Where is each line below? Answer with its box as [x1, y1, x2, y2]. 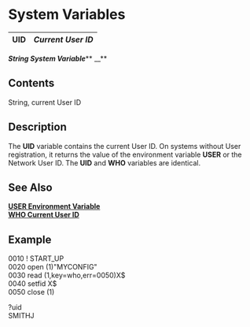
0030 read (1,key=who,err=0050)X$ [8, 270, 126, 281]
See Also [8, 180, 53, 194]
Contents [8, 76, 55, 90]
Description [8, 121, 67, 134]
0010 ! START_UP [8, 254, 64, 263]
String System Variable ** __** [8, 54, 108, 63]
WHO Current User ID [8, 210, 80, 220]
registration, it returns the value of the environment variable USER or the [8, 150, 242, 159]
